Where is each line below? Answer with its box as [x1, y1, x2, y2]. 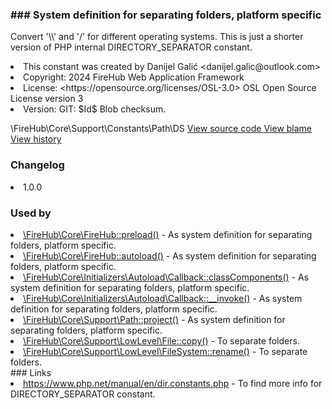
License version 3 [10, 93, 84, 105]
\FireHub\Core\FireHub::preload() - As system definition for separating [23, 228, 313, 240]
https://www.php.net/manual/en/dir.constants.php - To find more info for [23, 377, 323, 389]
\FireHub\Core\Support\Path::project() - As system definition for [23, 313, 286, 325]
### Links [10, 366, 52, 378]
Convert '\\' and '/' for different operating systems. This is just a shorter [10, 31, 304, 43]
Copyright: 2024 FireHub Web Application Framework [23, 71, 245, 83]
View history [10, 133, 62, 145]
